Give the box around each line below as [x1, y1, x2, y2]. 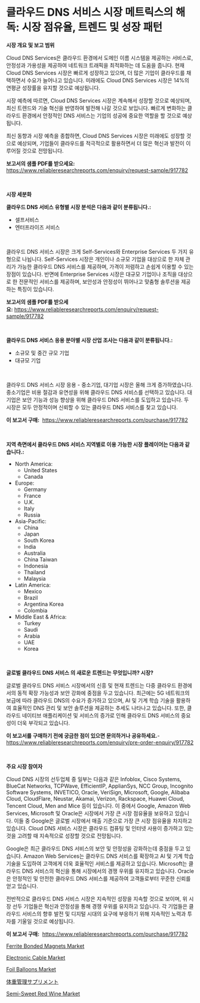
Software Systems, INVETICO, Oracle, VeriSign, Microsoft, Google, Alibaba [6, 788, 190, 795]
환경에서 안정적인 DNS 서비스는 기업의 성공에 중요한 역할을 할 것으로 [21, 112, 181, 119]
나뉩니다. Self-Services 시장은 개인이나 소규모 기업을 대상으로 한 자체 [21, 256, 184, 263]
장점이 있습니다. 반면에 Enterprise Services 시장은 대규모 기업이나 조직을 [6, 271, 177, 278]
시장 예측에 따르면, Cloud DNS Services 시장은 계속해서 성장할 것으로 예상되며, [6, 97, 192, 104]
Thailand [23, 568, 46, 576]
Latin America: [14, 581, 51, 588]
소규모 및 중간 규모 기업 [14, 349, 70, 356]
